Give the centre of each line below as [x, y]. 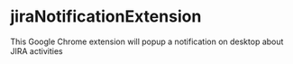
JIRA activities [37, 50]
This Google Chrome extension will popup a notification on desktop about [147, 41]
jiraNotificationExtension [106, 17]
